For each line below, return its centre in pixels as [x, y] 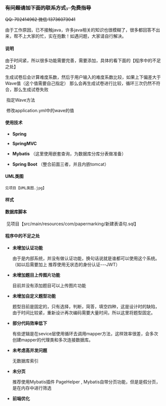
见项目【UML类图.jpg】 [26, 188]
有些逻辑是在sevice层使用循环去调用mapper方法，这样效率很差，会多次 [85, 333]
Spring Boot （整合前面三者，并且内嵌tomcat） [61, 164]
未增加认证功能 [27, 247]
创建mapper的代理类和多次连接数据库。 [53, 340]
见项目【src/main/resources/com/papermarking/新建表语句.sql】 [72, 224]
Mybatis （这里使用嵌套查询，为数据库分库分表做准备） [69, 154]
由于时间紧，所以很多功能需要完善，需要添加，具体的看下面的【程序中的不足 [83, 60]
